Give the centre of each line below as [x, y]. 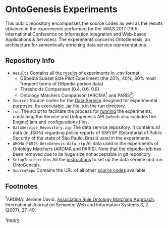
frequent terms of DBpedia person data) [62, 83]
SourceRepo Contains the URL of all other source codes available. [80, 170]
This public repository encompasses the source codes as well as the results [84, 23]
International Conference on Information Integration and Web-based [76, 34]
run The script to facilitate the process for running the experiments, [82, 111]
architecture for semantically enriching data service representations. [76, 44]
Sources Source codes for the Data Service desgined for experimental [85, 101]
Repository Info [30, 61]
